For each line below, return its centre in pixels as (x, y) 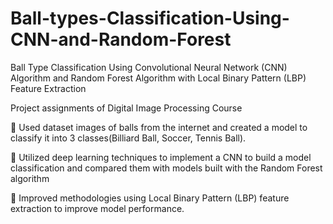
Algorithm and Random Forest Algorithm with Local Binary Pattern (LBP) (158, 78)
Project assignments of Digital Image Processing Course (126, 108)
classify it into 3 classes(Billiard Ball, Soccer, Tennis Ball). (128, 138)
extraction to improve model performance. (97, 208)
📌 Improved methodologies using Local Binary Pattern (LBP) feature (150, 198)
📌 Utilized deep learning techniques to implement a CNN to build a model (161, 157)
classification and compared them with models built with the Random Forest (166, 168)
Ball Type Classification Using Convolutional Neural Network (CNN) (149, 67)
